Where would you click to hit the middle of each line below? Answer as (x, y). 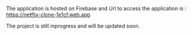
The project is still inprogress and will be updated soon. (73, 26)
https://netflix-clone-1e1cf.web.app (48, 15)
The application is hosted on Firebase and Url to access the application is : (96, 8)
